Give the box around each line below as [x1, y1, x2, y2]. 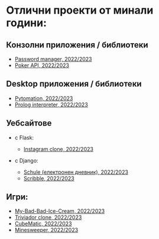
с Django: [14, 157, 38, 164]
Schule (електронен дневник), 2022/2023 [23, 168, 129, 176]
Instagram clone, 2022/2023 [23, 145, 93, 152]
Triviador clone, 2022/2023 [14, 214, 82, 221]
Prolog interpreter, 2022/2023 [14, 101, 89, 108]
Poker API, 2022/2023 [14, 62, 70, 69]
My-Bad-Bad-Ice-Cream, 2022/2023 [14, 208, 105, 215]
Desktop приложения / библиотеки [6, 79, 142, 89]
